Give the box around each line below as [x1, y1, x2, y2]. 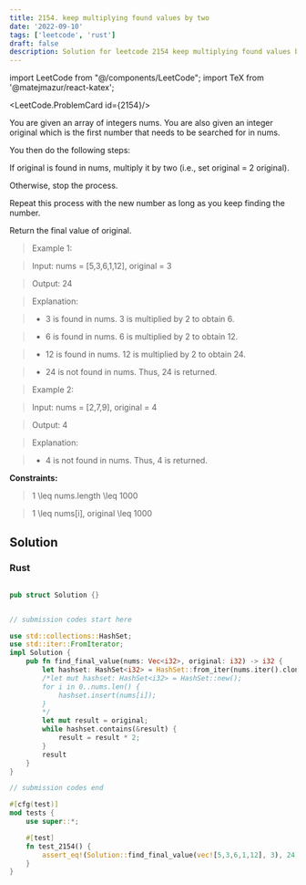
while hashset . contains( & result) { [42, 724, 178, 734]
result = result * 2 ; [57, 734, 141, 743]
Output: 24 [31, 278, 73, 289]
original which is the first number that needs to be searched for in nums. [9, 127, 280, 138]
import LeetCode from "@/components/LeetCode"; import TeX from [9, 72, 264, 83]
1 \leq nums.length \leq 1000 [31, 490, 138, 502]
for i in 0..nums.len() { [42, 682, 141, 692]
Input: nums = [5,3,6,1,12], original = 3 [31, 261, 172, 272]
